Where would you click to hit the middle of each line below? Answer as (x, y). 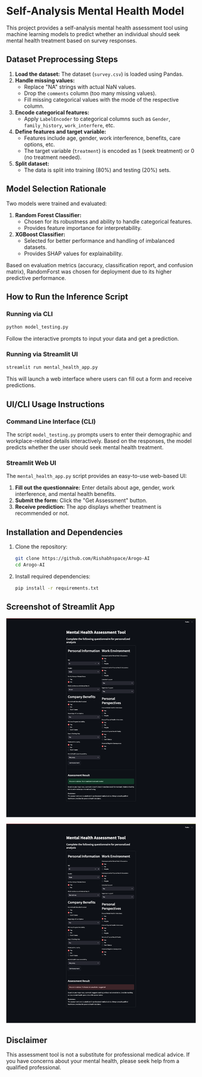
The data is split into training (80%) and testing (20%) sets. (97, 170)
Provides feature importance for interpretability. (83, 228)
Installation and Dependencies (65, 532)
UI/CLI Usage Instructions (56, 404)
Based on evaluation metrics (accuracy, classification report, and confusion (100, 265)
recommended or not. (42, 514)
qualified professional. (34, 1067)
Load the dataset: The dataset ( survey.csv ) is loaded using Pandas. (99, 74)
